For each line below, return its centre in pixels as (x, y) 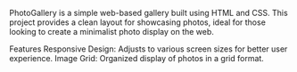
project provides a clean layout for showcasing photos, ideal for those (137, 22)
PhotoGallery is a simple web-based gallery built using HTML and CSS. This (148, 13)
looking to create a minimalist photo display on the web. (111, 32)
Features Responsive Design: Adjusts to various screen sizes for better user (148, 49)
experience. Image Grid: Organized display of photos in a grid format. (137, 58)
